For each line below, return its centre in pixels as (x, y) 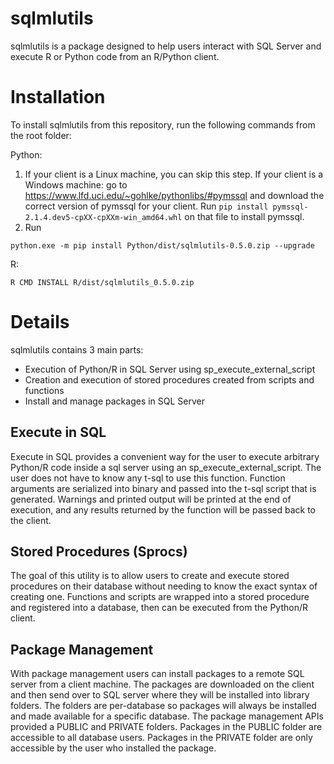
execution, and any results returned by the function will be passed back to (163, 509)
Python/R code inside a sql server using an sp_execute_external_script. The (166, 467)
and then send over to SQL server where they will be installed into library (160, 695)
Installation (58, 97)
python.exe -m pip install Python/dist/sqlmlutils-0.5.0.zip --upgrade (162, 245)
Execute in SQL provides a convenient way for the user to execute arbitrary (165, 456)
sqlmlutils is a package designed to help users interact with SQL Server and (166, 46)
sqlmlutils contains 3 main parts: (77, 349)
